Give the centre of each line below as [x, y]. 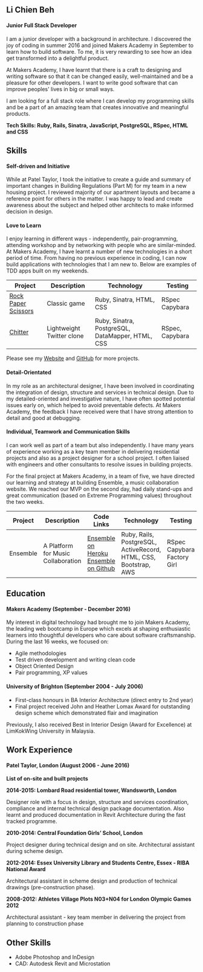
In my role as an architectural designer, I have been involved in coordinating [100, 385]
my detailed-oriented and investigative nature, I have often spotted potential [101, 399]
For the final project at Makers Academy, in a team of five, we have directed [101, 476]
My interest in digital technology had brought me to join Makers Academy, [98, 622]
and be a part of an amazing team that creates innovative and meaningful [98, 107]
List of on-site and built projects [47, 779]
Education [26, 594]
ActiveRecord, [141, 549]
